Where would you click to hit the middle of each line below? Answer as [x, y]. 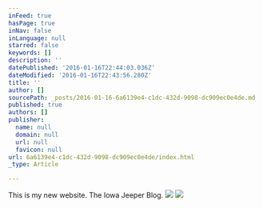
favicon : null [39, 150]
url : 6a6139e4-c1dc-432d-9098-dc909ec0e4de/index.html [102, 157]
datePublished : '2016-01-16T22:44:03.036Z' [82, 68]
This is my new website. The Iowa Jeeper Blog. [86, 195]
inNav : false [30, 30]
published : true [35, 105]
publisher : [26, 120]
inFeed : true [30, 16]
